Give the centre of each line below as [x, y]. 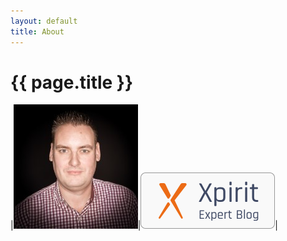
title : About [37, 31]
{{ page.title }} [72, 82]
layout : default [44, 21]
